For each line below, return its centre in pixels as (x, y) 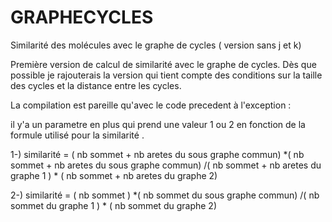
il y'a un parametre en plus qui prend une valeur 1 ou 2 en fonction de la (158, 124)
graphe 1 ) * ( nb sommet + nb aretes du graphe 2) (114, 175)
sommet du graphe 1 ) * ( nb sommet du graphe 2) (113, 205)
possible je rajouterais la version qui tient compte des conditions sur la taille (166, 75)
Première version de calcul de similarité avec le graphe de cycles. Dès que (163, 64)
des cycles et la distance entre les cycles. (96, 85)
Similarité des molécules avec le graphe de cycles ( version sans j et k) (156, 45)
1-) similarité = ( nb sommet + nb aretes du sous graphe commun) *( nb (157, 154)
